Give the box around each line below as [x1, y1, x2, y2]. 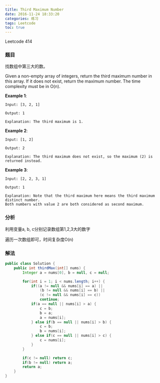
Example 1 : [5, 93, 27, 99]
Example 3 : [5, 167, 28, 173]
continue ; [39, 297, 60, 302]
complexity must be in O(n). [5, 84, 61, 89]
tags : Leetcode [5, 20, 36, 26]
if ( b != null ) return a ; [22, 360, 73, 365]
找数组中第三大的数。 [5, 64, 48, 70]
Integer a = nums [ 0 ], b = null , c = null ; [22, 270, 110, 275]
